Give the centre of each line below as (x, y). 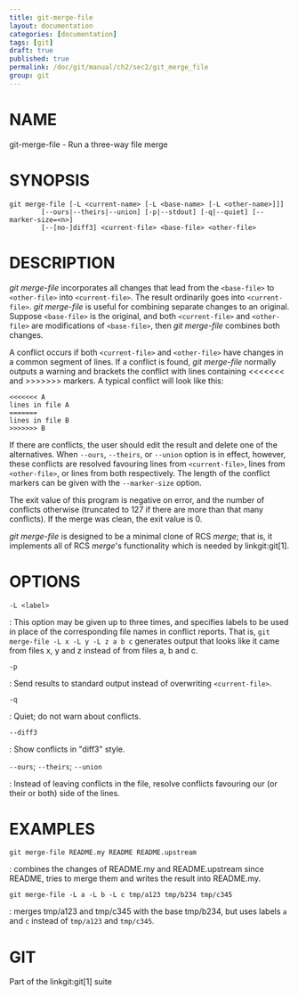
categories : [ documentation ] (63, 34)
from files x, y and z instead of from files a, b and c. (104, 650)
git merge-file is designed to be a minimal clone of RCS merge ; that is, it (141, 536)
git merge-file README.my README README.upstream (103, 852)
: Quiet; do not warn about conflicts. (75, 716)
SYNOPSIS (50, 180)
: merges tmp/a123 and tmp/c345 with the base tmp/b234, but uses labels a (148, 911)
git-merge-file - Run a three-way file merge (89, 144)
